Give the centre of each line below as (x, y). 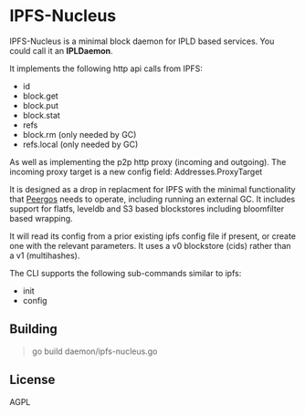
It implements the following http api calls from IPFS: (106, 68)
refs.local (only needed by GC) (80, 144)
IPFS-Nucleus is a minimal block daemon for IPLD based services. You (142, 41)
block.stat (42, 115)
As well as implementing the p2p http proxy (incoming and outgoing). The (148, 161)
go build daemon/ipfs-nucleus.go (95, 351)
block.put (41, 105)
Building (33, 329)
